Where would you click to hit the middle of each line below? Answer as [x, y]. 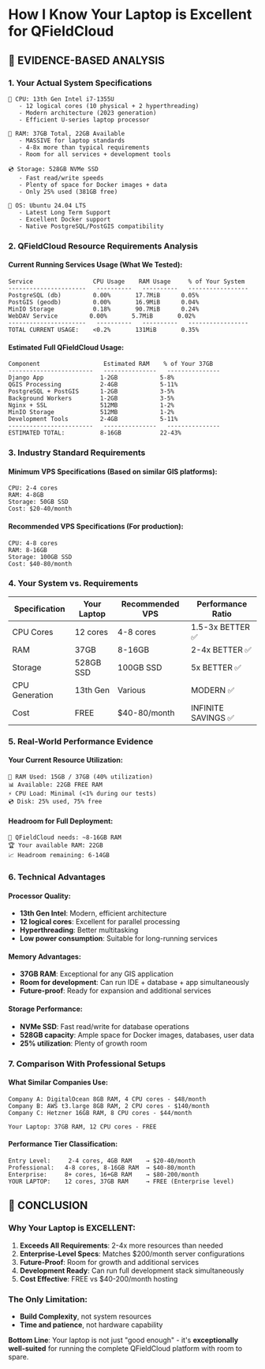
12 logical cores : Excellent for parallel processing [100, 922]
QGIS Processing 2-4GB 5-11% [93, 385]
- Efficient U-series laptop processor [84, 120]
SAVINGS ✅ [213, 718]
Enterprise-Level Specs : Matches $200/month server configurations [132, 1253]
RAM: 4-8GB [26, 495]
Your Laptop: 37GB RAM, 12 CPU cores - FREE [82, 1127]
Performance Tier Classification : [63, 1144]
